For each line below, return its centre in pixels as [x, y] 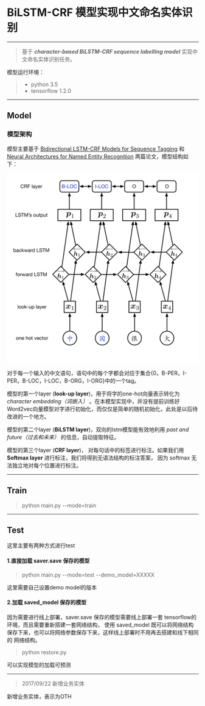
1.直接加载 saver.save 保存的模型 [48, 560]
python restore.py [44, 652]
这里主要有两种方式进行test [41, 546]
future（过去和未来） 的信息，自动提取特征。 [63, 437]
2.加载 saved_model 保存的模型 [47, 602]
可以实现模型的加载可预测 [39, 665]
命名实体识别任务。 [51, 59]
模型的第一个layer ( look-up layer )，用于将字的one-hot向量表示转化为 [93, 394]
